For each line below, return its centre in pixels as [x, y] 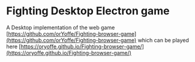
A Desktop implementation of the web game [61, 27]
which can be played [163, 40]
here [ [13, 46]
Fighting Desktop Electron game [88, 11]
